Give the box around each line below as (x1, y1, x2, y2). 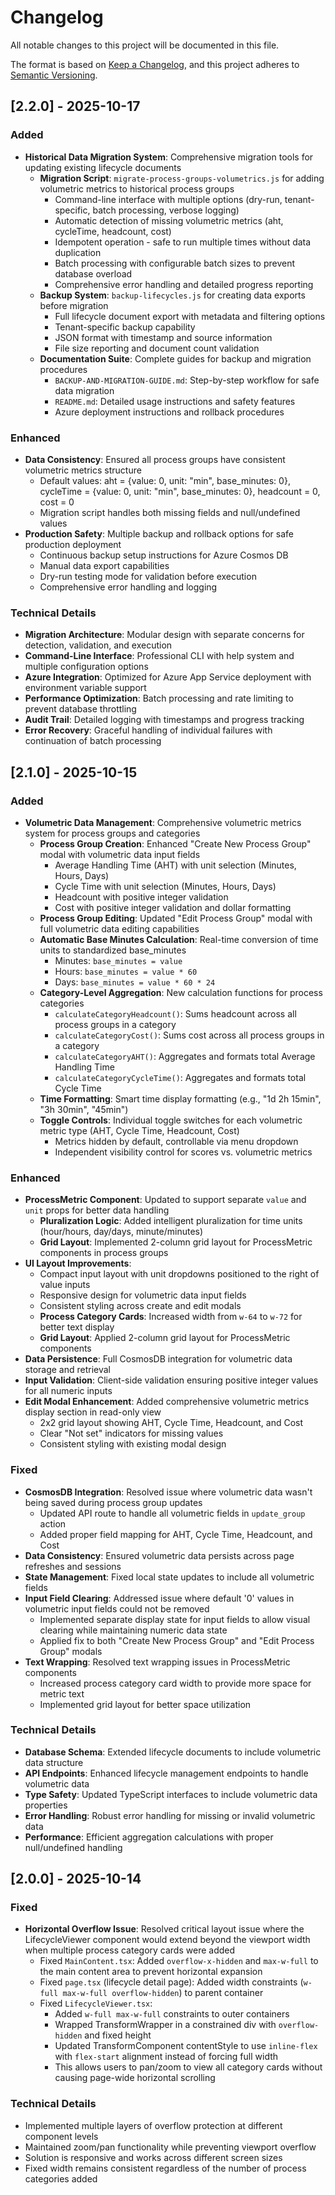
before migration (39, 299, 109, 311)
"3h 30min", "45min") (39, 1103, 129, 1115)
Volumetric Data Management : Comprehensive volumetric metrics (24, 816, 302, 828)
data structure (24, 1756, 84, 1768)
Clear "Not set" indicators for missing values (39, 1427, 224, 1440)
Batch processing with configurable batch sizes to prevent (54, 257, 296, 269)
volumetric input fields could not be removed (24, 1602, 210, 1615)
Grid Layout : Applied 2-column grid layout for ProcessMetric (39, 1332, 291, 1344)
